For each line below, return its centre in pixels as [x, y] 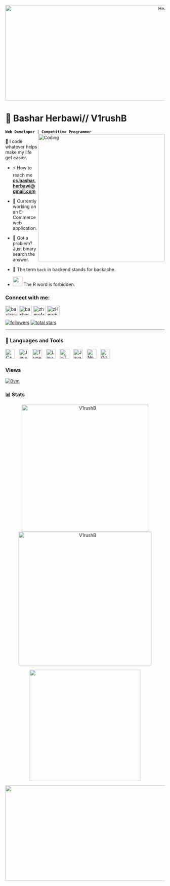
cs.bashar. [24, 180]
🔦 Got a [20, 238]
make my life [18, 152]
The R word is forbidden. [49, 284]
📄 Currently [25, 201]
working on [24, 206]
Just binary [24, 249]
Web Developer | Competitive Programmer [49, 132]
